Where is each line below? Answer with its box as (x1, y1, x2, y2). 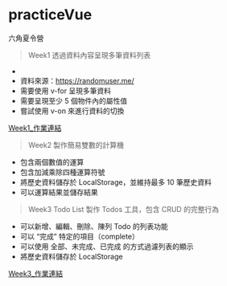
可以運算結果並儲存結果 (19, 187, 98, 197)
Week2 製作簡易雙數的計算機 (27, 140, 125, 149)
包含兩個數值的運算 (19, 157, 85, 166)
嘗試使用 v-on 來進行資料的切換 (19, 106, 125, 116)
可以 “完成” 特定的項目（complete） (19, 231, 139, 241)
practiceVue (8, 6, 93, 24)
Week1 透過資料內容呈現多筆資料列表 (27, 50, 151, 59)
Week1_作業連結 (8, 123, 62, 133)
